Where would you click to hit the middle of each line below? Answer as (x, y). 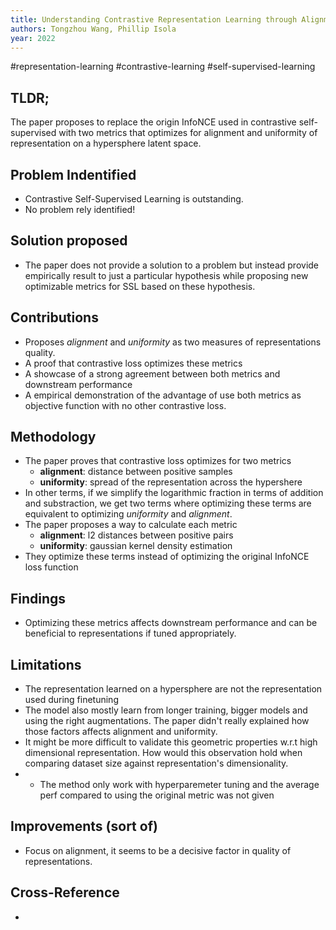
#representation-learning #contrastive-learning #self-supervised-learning (163, 67)
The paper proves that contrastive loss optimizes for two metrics (158, 461)
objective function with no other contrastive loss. (125, 405)
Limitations (46, 664)
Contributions (54, 317)
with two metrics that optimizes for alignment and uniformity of (188, 133)
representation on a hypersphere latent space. (106, 143)
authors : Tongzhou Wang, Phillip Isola (93, 29)
